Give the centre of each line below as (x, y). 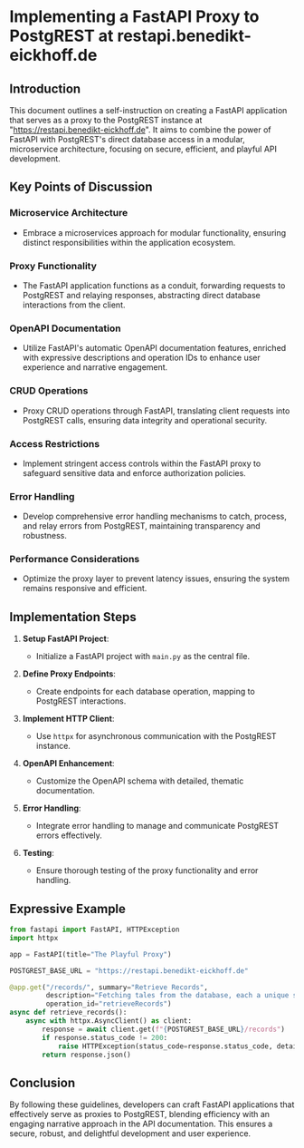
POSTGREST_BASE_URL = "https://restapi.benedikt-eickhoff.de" (129, 971)
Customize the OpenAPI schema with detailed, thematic (140, 781)
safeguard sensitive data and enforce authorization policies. (134, 472)
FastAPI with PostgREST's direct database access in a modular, (128, 139)
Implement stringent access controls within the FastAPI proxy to (142, 463)
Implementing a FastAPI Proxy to (134, 17)
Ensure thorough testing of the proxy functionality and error (147, 871)
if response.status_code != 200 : (105, 1037)
